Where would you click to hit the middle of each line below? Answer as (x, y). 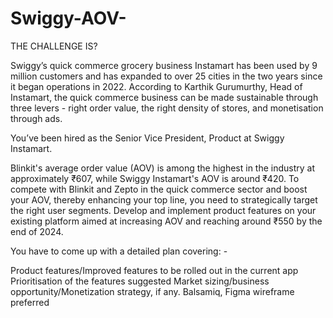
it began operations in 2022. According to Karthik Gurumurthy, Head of (156, 86)
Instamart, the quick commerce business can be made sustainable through (164, 97)
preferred (30, 302)
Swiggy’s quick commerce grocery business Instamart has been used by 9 (164, 65)
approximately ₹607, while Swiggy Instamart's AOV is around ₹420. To (155, 178)
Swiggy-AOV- (68, 18)
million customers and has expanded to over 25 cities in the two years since (166, 76)
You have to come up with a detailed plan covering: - (119, 251)
